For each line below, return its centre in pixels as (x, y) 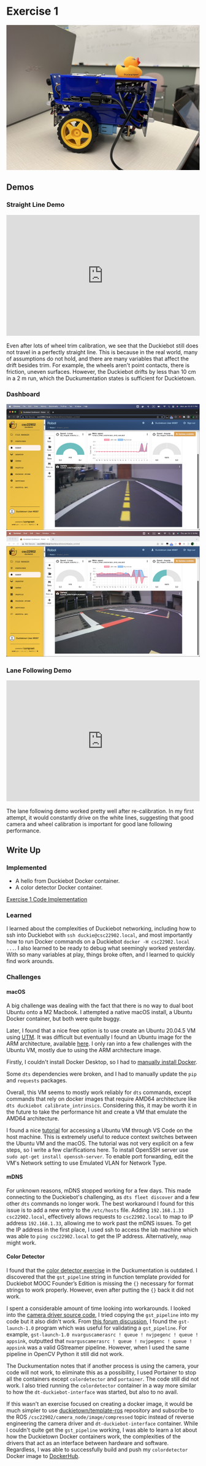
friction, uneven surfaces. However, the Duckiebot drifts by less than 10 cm (101, 371)
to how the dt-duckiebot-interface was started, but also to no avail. (93, 1392)
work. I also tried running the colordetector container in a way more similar (101, 1385)
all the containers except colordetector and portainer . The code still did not (103, 1379)
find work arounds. (30, 961)
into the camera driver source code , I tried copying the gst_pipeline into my (103, 1314)
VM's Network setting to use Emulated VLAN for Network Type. (86, 1163)
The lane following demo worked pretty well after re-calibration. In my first (100, 811)
